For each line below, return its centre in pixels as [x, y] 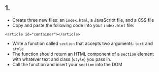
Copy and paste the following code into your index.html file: [73, 25]
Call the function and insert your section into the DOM [67, 64]
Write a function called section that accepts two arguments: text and [82, 43]
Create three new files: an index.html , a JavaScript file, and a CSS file [83, 20]
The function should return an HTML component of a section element [83, 54]
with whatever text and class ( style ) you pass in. [62, 59]
